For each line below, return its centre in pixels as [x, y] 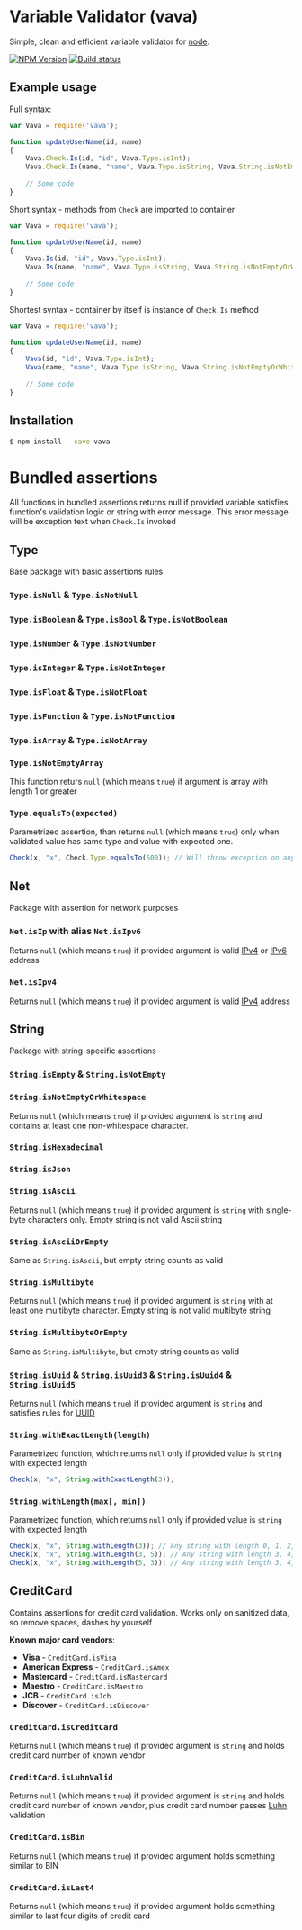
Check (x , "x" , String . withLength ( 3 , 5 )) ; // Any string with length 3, [146, 1555]
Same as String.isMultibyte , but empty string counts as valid [124, 1351]
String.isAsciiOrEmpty [59, 1242]
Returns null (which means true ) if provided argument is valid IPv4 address [150, 1001]
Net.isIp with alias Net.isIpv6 [75, 931]
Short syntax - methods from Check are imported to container [122, 209]
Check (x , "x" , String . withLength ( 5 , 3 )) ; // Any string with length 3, [146, 1563]
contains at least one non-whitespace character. [99, 1125]
